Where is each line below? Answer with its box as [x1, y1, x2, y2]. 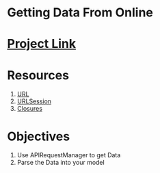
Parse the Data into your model [16, 159, 105, 167]
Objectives [7, 129, 70, 144]
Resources [7, 67, 70, 83]
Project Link [7, 36, 77, 52]
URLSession [16, 97, 52, 105]
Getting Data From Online [7, 5, 154, 21]
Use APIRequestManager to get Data [16, 151, 121, 159]
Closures [16, 105, 43, 113]
